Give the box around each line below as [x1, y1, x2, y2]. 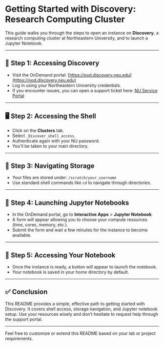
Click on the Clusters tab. [12, 127, 64, 133]
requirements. [5, 335, 33, 341]
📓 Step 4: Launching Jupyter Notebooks [5, 199, 129, 207]
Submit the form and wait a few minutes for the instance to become [12, 227, 148, 233]
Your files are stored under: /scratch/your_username [12, 175, 117, 181]
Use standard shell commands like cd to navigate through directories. [12, 180, 151, 186]
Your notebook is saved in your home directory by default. [12, 269, 129, 275]
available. [12, 232, 32, 238]
